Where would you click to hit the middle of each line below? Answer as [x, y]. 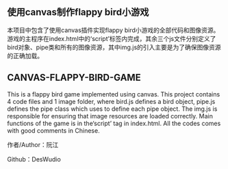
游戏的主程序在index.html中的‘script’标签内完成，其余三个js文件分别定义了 [112, 38]
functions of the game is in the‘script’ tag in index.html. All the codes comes [114, 123]
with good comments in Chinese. [54, 130]
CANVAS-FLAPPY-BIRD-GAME [74, 78]
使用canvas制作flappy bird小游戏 [78, 12]
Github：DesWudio [34, 159]
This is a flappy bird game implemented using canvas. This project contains [114, 94]
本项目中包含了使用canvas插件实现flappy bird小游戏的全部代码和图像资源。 [113, 30]
